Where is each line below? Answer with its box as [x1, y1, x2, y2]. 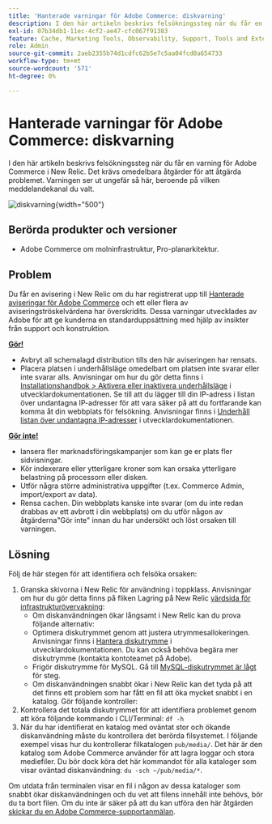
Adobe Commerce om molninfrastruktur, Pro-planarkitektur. [19, 244, 219, 254]
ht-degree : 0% [8, 72, 57, 80]
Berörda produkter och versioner [8, 223, 177, 236]
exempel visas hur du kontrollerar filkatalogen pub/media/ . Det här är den [19, 740, 263, 749]
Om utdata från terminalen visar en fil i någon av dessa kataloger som [8, 781, 240, 790]
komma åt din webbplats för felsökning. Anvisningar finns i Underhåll [19, 406, 250, 417]
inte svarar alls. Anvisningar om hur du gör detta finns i [19, 372, 204, 382]
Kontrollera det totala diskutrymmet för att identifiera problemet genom [19, 705, 257, 715]
